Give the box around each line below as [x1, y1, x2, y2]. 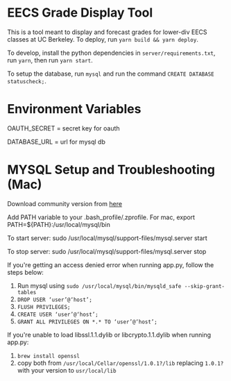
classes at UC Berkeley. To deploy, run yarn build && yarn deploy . [7, 35, 199, 43]
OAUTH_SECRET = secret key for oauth [7, 124, 120, 133]
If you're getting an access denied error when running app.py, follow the [7, 260, 214, 269]
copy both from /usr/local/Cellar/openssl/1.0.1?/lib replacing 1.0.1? [17, 359, 224, 367]
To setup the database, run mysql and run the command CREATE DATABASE [7, 69, 214, 78]
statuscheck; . [7, 76, 46, 85]
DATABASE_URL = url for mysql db [7, 137, 105, 146]
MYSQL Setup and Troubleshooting [7, 162, 215, 178]
